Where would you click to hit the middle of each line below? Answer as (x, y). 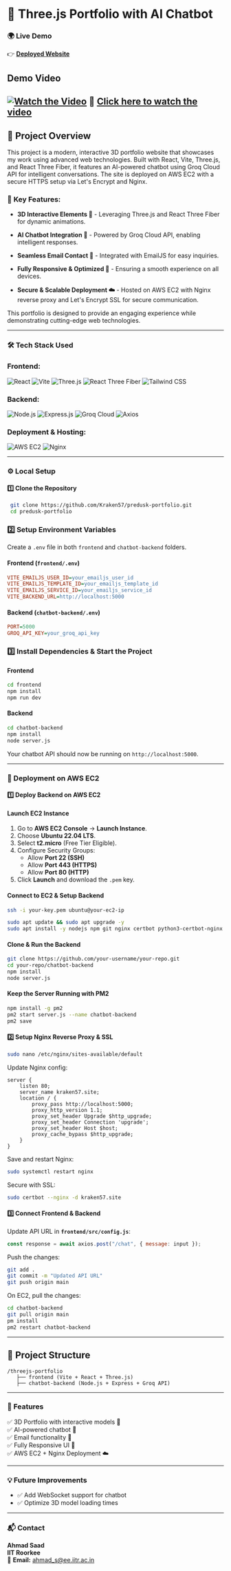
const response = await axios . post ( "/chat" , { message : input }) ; (104, 1244)
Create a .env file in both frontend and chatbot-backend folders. (97, 547)
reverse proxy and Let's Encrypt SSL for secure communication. (108, 300)
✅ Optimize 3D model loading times (67, 1503)
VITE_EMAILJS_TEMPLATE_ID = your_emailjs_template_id (82, 584)
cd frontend (24, 685)
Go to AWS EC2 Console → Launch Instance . (82, 829)
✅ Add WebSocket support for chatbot (72, 1495)
